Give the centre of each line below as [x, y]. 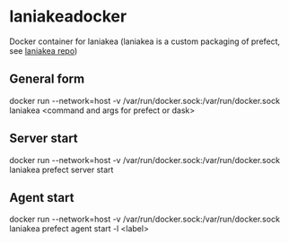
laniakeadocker [68, 17]
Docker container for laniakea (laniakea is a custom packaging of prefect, [145, 41]
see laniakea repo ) [44, 50]
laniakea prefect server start [61, 169]
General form [47, 79]
